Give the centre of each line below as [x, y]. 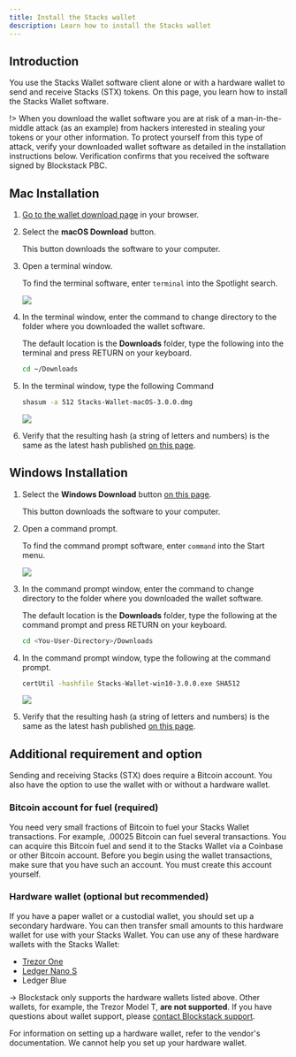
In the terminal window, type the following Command [118, 386]
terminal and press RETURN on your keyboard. [107, 353]
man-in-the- [260, 119]
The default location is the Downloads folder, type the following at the [149, 615]
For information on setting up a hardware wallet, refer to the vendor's [135, 1033]
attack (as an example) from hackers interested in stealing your [151, 128]
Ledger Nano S [49, 970]
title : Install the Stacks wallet [73, 17]
